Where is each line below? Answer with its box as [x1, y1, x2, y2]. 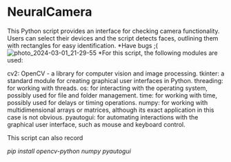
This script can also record [7, 133, 83, 141]
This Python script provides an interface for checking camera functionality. [7, 27, 220, 35]
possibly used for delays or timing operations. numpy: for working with [7, 98, 208, 106]
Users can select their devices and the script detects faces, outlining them [7, 34, 219, 42]
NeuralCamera [7, 4, 92, 20]
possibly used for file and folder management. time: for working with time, [7, 91, 217, 100]
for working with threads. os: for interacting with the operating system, [7, 84, 208, 92]
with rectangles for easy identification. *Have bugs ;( [7, 41, 159, 49]
